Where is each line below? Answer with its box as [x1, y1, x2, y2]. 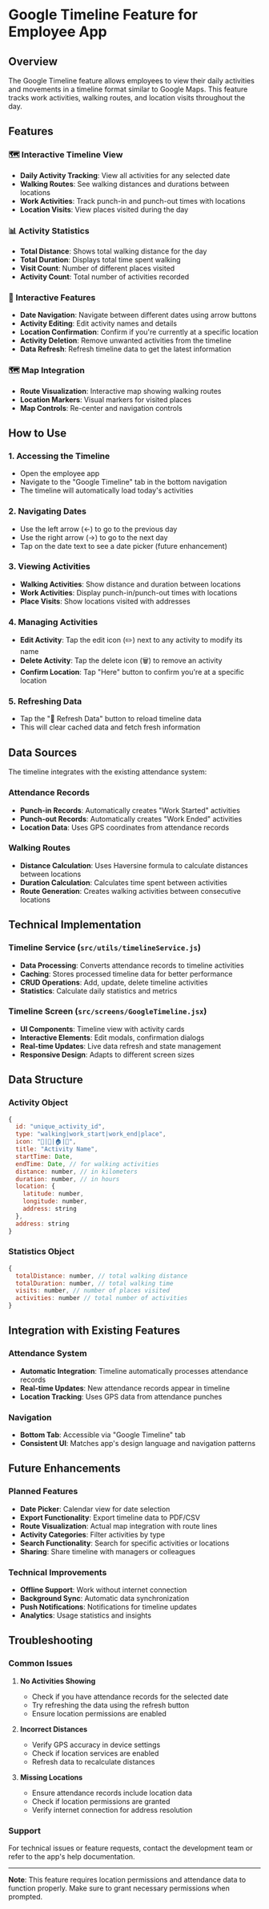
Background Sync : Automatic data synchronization [19, 1594, 190, 1603]
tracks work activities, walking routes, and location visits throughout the [8, 93, 246, 102]
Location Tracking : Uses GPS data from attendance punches [19, 1391, 223, 1401]
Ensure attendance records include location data [31, 1788, 193, 1797]
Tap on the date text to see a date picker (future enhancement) [19, 541, 228, 550]
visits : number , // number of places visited [15, 1286, 171, 1295]
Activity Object [8, 1097, 68, 1108]
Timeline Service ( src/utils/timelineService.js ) [8, 942, 202, 953]
